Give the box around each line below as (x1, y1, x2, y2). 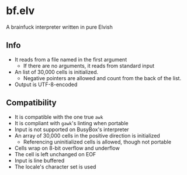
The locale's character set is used (14, 163, 96, 170)
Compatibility (6, 98, 57, 108)
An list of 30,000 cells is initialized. (14, 68, 99, 76)
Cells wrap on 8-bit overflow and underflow (14, 145, 120, 152)
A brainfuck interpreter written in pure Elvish (6, 23, 113, 30)
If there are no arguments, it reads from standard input (23, 62, 155, 69)
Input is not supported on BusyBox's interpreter (14, 126, 130, 133)
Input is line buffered (14, 157, 65, 164)
